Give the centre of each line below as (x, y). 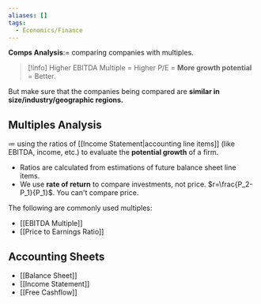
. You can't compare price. (96, 193)
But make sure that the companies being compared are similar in (114, 92)
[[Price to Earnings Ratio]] (62, 232)
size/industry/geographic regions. (66, 100)
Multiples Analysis (55, 124)
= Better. (42, 77)
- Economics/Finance (49, 30)
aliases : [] (28, 15)
